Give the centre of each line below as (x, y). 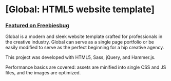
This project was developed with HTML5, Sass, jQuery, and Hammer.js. (80, 57)
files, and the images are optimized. (43, 73)
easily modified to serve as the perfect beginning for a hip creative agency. (85, 48)
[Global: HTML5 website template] (80, 9)
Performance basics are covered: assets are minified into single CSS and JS (86, 67)
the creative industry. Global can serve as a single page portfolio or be (80, 42)
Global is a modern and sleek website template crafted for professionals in (84, 36)
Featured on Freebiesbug (37, 26)
